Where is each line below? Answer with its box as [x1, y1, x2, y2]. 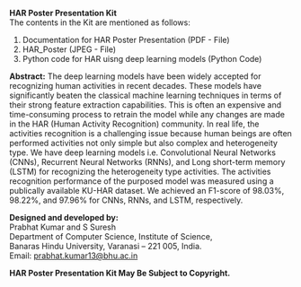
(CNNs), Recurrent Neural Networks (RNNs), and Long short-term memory [9, 157, 286, 167]
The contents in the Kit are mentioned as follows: [9, 17, 190, 28]
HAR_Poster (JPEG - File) [22, 44, 117, 55]
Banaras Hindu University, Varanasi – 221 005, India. [9, 241, 202, 251]
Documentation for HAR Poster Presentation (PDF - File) [22, 35, 231, 45]
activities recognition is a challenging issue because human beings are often [9, 128, 292, 138]
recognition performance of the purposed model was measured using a [9, 176, 274, 187]
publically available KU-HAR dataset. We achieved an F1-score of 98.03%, [9, 186, 285, 196]
